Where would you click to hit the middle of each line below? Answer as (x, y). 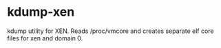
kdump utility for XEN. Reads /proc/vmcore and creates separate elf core (110, 31)
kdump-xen (41, 12)
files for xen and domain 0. (45, 38)
